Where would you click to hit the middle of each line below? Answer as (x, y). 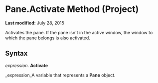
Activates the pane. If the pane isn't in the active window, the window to (79, 32)
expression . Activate (27, 65)
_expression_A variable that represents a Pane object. (60, 75)
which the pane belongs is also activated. (48, 38)
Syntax (16, 53)
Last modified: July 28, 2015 (35, 23)
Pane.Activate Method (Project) (72, 9)
